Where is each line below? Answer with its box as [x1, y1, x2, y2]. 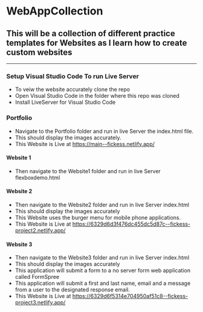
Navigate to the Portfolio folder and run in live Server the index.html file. [14, 127, 194, 135]
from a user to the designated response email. [14, 286, 130, 293]
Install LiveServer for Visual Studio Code [14, 98, 116, 106]
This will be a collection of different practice [6, 28, 175, 39]
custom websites [6, 47, 72, 57]
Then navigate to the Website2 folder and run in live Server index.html [14, 201, 189, 208]
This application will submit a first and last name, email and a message [14, 279, 191, 287]
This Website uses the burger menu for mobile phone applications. [14, 214, 181, 221]
